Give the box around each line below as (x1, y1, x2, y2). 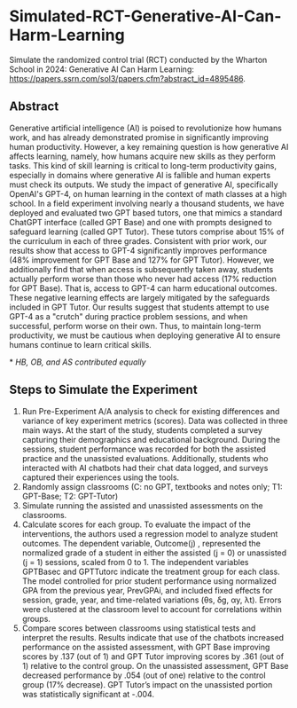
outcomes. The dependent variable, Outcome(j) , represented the (21, 538, 262, 548)
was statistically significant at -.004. (21, 688, 155, 699)
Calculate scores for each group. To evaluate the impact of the (21, 519, 251, 530)
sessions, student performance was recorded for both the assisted (21, 444, 266, 454)
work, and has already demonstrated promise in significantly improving (9, 131, 269, 143)
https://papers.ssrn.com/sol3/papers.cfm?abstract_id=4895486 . (9, 73, 246, 83)
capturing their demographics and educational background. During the (21, 434, 281, 444)
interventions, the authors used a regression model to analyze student (21, 528, 278, 539)
